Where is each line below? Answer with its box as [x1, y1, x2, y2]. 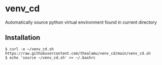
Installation [5, 33, 40, 42]
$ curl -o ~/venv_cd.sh [5, 46, 54, 52]
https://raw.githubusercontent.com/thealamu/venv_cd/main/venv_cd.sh [5, 51, 151, 56]
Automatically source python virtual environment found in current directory [5, 19, 157, 25]
